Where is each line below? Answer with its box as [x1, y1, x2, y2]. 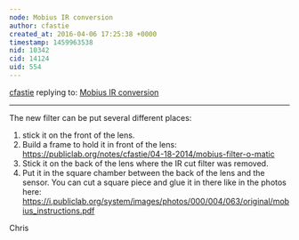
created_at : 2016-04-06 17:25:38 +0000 [9, 29, 158, 38]
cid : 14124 [9, 54, 50, 63]
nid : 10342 [9, 46, 50, 55]
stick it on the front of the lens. [21, 130, 135, 140]
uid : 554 [9, 63, 42, 72]
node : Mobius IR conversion [9, 12, 114, 22]
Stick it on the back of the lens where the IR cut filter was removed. [21, 157, 269, 169]
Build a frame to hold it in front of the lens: [21, 139, 177, 149]
